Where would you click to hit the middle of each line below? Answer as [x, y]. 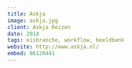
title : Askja [26, 14]
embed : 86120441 [31, 54]
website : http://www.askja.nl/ [53, 47]
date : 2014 [23, 34]
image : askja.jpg [33, 21]
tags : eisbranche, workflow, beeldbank [66, 40]
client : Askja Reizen [39, 27]
